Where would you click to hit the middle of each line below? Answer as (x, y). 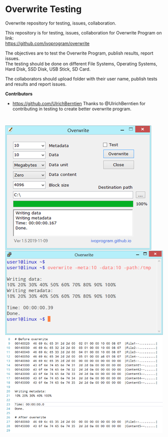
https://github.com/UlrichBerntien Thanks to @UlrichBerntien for (79, 103)
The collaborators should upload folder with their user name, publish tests (81, 79)
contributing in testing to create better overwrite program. (72, 109)
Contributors (19, 94)
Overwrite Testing (43, 9)
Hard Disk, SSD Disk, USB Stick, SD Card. (48, 69)
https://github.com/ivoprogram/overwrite (47, 43)
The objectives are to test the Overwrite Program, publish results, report (79, 53)
